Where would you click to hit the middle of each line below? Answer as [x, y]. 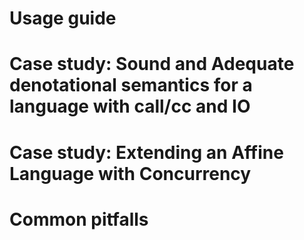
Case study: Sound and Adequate [152, 64]
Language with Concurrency [130, 173]
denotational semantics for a [131, 85]
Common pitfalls [79, 219]
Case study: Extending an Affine [146, 152]
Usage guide [63, 18]
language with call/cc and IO [130, 106]
